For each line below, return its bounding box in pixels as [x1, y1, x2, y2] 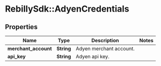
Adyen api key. [76, 53, 110, 60]
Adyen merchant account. [76, 45, 135, 52]
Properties [5, 23, 38, 31]
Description [91, 37, 119, 44]
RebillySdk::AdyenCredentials [5, 3, 129, 15]
